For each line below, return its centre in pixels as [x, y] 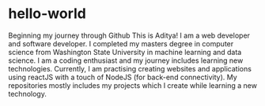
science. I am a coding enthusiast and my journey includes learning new [126, 60]
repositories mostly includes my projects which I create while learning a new [132, 85]
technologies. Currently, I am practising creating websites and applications [130, 68]
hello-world [47, 14]
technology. [28, 93]
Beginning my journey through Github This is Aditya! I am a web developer [129, 35]
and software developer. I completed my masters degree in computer [121, 43]
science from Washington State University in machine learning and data [125, 52]
